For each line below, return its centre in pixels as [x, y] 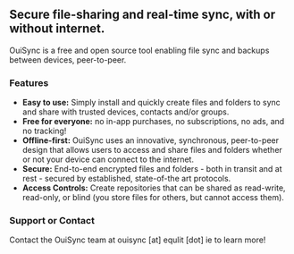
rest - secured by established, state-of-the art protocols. [126, 179]
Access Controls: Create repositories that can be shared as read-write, [154, 188]
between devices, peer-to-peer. [68, 59]
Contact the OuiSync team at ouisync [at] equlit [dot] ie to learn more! [138, 240]
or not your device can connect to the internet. [108, 159]
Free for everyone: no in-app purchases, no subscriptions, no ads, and [153, 122]
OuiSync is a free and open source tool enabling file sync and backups [139, 50]
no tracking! [44, 131]
